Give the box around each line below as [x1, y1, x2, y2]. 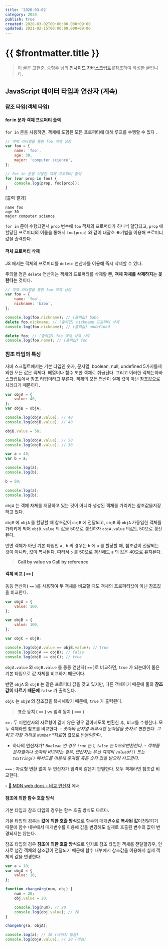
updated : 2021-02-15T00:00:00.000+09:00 [5, 26, 91, 31]
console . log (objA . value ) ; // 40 [5, 415, 73, 420]
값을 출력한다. [5, 236, 33, 242]
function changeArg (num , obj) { [5, 886, 73, 892]
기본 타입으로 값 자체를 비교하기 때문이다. [5, 670, 86, 676]
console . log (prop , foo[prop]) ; [14, 181, 80, 186]
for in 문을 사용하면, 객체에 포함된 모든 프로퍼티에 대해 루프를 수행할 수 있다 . [5, 129, 157, 135]
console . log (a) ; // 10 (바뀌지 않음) [5, 932, 79, 937]
